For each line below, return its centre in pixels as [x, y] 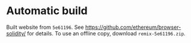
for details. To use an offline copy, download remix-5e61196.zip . [106, 33]
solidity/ [16, 33]
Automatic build [47, 11]
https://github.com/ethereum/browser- [133, 27]
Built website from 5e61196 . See [45, 27]
